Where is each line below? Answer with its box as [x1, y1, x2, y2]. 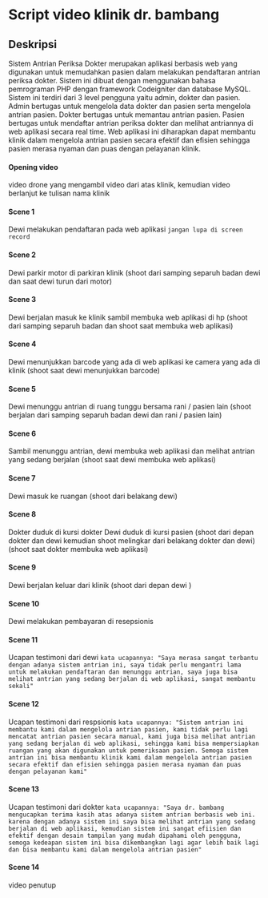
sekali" [8, 683, 34, 691]
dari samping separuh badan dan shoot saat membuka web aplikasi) [8, 320, 234, 330]
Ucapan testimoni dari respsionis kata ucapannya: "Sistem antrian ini [8, 717, 244, 727]
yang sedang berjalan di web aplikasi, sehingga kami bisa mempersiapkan [8, 739, 260, 747]
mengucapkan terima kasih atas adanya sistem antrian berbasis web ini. [8, 811, 256, 819]
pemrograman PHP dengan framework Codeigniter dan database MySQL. [8, 84, 251, 94]
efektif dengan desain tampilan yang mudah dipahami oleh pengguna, [8, 832, 242, 840]
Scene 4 [8, 339, 37, 349]
